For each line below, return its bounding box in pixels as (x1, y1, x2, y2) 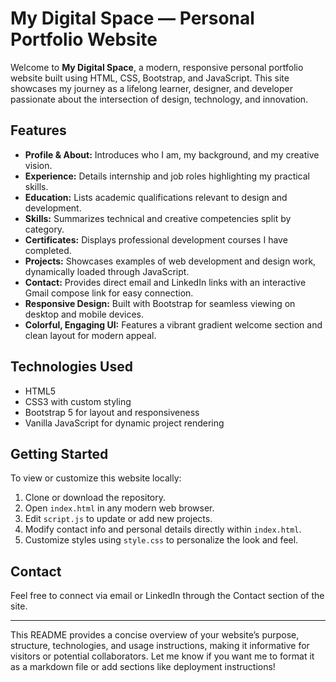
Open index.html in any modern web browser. (24, 502, 215, 514)
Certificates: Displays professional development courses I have (24, 233, 288, 246)
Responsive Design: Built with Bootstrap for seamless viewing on (24, 297, 296, 309)
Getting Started (10, 445, 109, 462)
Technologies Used (10, 358, 133, 376)
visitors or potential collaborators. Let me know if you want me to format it (10, 650, 315, 662)
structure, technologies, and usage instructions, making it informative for (10, 640, 310, 652)
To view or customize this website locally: (10, 472, 182, 484)
